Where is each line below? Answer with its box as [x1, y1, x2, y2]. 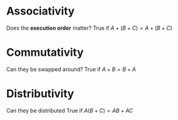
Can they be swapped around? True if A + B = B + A [6, 65, 136, 73]
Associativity [6, 4, 75, 18]
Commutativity [6, 45, 84, 59]
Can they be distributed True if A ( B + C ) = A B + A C [6, 107, 134, 114]
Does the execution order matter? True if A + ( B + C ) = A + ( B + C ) [6, 24, 173, 32]
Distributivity [6, 87, 74, 101]
